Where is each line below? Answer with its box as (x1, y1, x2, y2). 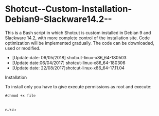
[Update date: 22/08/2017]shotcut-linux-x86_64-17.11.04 (12, 65, 125, 71)
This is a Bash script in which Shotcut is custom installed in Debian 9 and (5, 30, 151, 35)
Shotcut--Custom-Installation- (5, 3, 132, 15)
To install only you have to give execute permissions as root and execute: (5, 83, 152, 89)
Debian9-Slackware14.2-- (5, 14, 112, 25)
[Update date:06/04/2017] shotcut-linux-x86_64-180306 (12, 60, 125, 66)
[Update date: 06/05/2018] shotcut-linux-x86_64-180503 (12, 54, 126, 60)
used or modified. (5, 45, 40, 51)
